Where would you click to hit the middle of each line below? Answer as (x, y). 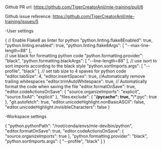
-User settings (19, 31)
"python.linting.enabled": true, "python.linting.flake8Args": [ (65, 45)
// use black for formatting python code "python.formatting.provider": (74, 56)
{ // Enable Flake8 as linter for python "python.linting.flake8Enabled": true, (79, 40)
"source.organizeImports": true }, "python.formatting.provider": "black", (76, 136)
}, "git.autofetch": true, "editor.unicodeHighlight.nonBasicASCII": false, (75, 102)
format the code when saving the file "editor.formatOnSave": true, (71, 86)
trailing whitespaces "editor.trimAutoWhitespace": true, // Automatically (76, 81)
